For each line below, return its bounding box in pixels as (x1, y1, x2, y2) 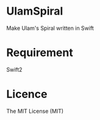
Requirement (6, 46, 73, 60)
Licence (6, 87, 48, 101)
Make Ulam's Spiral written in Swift (6, 24, 95, 32)
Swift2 (6, 66, 23, 73)
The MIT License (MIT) (6, 107, 64, 115)
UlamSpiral (6, 4, 63, 18)
